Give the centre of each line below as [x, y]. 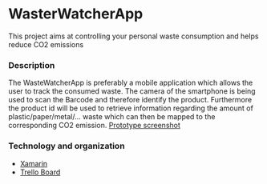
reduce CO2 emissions [46, 44]
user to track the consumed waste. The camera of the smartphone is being [132, 91]
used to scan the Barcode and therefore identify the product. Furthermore [130, 100]
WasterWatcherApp [76, 14]
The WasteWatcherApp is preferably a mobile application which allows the [131, 83]
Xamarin [34, 163]
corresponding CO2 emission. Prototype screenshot [94, 126]
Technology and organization [67, 146]
